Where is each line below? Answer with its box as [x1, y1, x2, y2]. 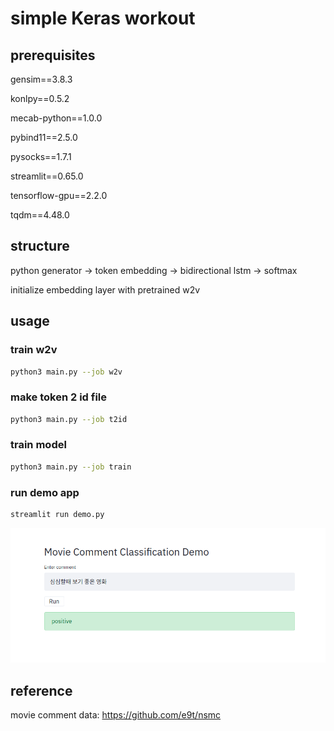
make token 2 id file [10, 390, 108, 404]
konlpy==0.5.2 [10, 93, 70, 104]
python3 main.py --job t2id [10, 414, 128, 424]
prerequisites [10, 47, 96, 64]
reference [10, 682, 73, 699]
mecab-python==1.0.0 [10, 112, 103, 124]
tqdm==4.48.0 [10, 209, 70, 221]
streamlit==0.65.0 [10, 170, 84, 182]
